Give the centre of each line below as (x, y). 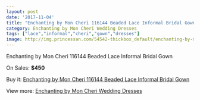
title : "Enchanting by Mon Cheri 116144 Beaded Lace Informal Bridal (94, 23)
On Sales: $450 (26, 68)
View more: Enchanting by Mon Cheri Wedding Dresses (74, 91)
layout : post (22, 12)
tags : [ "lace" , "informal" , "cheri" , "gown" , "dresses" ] (73, 34)
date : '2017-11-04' (30, 17)
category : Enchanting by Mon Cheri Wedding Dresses (71, 28)
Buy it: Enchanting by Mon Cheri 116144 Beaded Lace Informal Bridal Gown (98, 79)
